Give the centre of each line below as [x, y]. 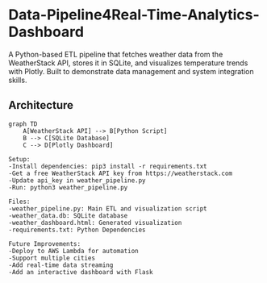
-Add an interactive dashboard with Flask [81, 272]
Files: [19, 202]
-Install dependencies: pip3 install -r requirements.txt [108, 166]
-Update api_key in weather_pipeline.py [77, 180]
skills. [18, 80]
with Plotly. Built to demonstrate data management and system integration [131, 71]
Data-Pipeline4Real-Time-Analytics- [134, 15]
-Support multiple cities [52, 258]
